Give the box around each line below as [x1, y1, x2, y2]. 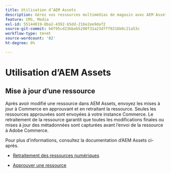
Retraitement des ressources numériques [12, 152, 100, 158]
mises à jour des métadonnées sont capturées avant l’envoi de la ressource [5, 122, 163, 128]
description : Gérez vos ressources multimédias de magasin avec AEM [5, 12, 154, 17]
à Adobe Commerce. [5, 127, 49, 133]
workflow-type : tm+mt [5, 31, 51, 36]
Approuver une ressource [12, 162, 67, 168]
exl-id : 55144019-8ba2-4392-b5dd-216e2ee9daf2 [5, 21, 106, 27]
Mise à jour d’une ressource [5, 87, 96, 95]
